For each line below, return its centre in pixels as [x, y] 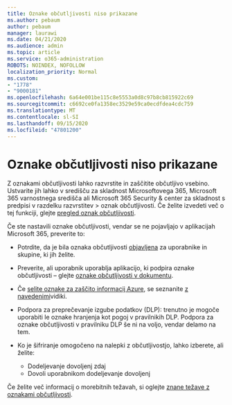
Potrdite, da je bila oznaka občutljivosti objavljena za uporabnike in [112, 247]
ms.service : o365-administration [55, 59]
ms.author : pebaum [34, 20]
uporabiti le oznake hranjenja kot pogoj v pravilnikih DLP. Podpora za [115, 317]
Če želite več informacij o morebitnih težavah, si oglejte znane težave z [108, 387]
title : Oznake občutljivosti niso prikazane [72, 14]
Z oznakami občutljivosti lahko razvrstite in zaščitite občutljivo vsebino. [108, 183]
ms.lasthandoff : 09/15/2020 [48, 123]
